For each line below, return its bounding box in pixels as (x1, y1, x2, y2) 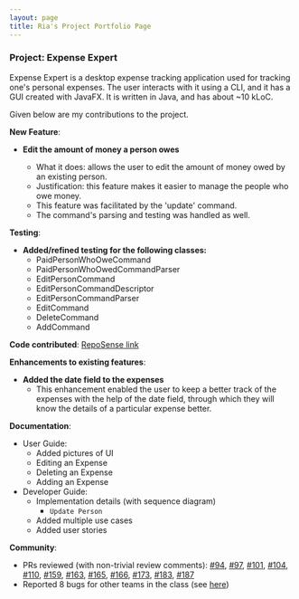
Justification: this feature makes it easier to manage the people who (35, 180, 289, 191)
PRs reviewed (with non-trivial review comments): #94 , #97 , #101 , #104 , (22, 559, 289, 570)
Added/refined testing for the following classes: (22, 244, 208, 255)
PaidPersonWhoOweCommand (35, 254, 152, 265)
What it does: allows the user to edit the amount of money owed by (35, 161, 286, 172)
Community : (9, 542, 57, 553)
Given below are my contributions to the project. (9, 109, 190, 119)
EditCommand (35, 302, 89, 313)
